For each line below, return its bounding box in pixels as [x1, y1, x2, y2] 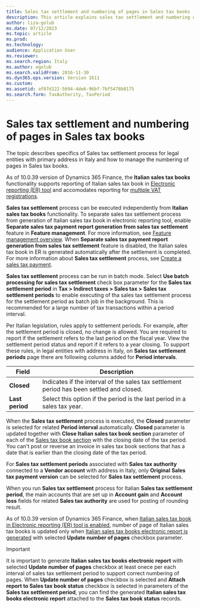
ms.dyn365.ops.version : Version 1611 [6, 75, 100, 81]
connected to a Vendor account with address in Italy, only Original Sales [6, 467, 186, 474]
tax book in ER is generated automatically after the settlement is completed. [6, 248, 192, 256]
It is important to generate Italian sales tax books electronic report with [6, 557, 183, 564]
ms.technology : [6, 42, 44, 48]
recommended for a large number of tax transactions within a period [6, 304, 174, 311]
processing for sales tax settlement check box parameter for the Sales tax [6, 279, 192, 286]
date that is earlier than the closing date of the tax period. [6, 449, 148, 456]
